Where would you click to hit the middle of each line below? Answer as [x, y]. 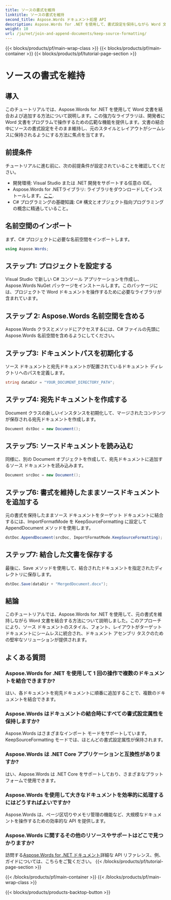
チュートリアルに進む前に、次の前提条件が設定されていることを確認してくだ [85, 166]
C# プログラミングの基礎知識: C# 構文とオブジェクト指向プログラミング [88, 202]
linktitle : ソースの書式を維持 [35, 15]
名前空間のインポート [39, 226]
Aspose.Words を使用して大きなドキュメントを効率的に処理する [84, 795]
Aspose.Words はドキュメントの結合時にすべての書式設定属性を [84, 713]
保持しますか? [22, 721]
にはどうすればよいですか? [38, 802]
